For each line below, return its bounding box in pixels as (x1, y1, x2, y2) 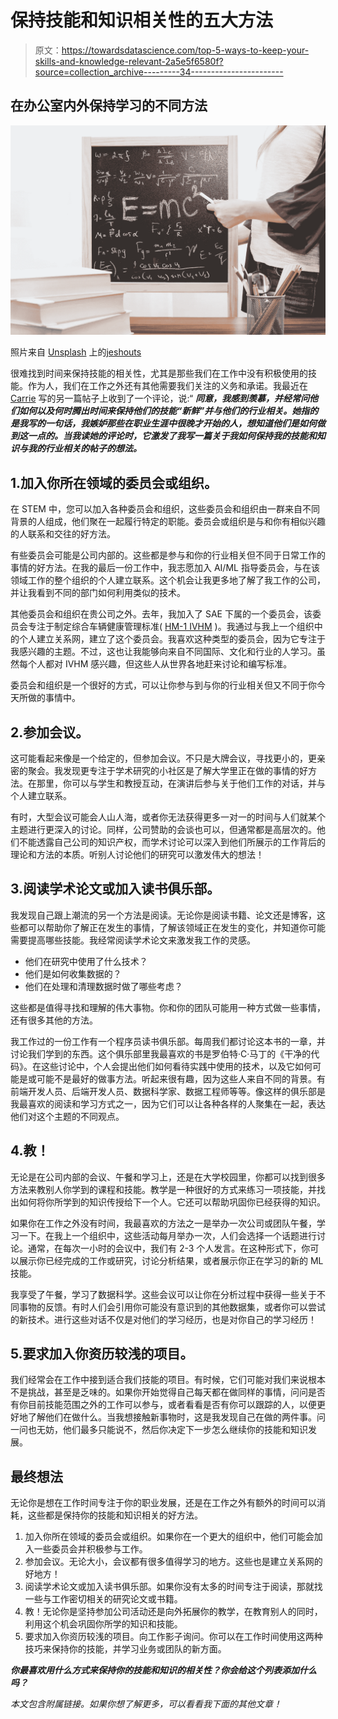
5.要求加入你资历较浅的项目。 (10, 1346, 194, 1363)
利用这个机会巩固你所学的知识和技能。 (24, 1618, 183, 1630)
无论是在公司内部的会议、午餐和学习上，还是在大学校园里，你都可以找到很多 (10, 1171, 326, 1183)
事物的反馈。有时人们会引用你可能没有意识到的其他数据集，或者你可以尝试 (18, 1301, 326, 1313)
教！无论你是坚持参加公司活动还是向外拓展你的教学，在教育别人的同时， (24, 1606, 323, 1618)
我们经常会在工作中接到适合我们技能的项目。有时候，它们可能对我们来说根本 (10, 1374, 326, 1386)
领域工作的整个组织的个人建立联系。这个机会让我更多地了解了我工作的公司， (10, 574, 326, 586)
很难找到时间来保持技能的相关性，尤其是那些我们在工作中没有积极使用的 (10, 367, 308, 380)
